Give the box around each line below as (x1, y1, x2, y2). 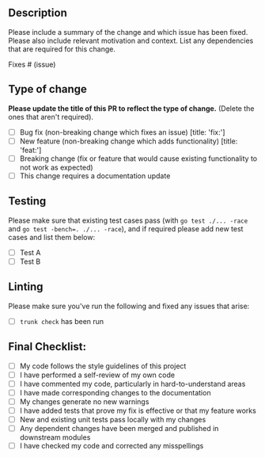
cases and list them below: (8, 232, 96, 242)
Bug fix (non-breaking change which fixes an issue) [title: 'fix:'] (19, 127, 225, 137)
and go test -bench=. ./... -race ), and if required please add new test (8, 223, 244, 233)
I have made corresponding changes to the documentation (19, 387, 211, 397)
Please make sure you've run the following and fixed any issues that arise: (8, 301, 250, 311)
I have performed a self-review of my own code (19, 370, 176, 380)
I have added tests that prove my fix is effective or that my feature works (19, 406, 257, 415)
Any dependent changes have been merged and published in (19, 423, 219, 433)
